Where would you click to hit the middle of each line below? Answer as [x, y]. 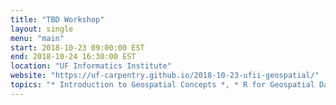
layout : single [42, 29]
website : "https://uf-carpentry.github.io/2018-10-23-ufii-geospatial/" [165, 76]
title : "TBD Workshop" [57, 19]
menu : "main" [37, 38]
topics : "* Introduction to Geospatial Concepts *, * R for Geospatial [162, 85]
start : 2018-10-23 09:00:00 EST [77, 47]
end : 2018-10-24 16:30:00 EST [73, 57]
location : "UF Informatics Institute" [91, 66]
